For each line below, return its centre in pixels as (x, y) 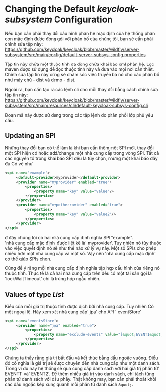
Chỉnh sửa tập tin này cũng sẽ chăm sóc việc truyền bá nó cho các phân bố (82, 74)
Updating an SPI (30, 136)
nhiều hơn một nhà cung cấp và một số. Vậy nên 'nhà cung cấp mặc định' (81, 254)
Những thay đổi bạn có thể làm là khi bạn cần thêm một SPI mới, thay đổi (79, 148)
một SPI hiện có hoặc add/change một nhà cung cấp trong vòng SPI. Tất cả (82, 153)
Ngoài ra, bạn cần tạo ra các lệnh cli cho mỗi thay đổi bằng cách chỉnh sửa (82, 89)
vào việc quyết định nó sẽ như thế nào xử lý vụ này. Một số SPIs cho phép (81, 248)
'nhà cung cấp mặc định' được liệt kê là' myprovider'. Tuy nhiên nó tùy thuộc (83, 243)
